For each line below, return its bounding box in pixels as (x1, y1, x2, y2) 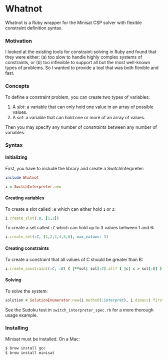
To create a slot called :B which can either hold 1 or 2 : (5, 206, 116, 212)
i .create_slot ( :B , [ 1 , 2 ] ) (5, 216, 59, 221)
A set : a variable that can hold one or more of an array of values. (12, 114, 145, 120)
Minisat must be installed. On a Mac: (5, 336, 80, 342)
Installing (5, 324, 28, 331)
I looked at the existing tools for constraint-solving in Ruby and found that (5, 49, 156, 55)
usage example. (5, 312, 38, 318)
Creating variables (5, 195, 44, 201)
